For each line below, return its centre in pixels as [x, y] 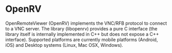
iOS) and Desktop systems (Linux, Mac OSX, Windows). [64, 45]
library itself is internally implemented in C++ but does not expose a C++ [82, 34]
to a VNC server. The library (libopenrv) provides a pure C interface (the [81, 28]
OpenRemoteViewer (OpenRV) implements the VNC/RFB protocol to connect [86, 23]
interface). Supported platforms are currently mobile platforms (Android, [82, 40]
